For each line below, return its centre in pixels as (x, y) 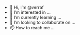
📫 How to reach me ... (32, 28)
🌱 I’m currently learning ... (35, 17)
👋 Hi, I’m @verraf (27, 7)
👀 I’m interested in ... (30, 12)
